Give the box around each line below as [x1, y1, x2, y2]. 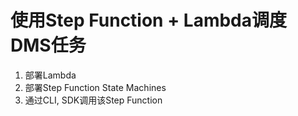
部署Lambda [24, 69, 77, 81]
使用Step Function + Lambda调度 [10, 9, 288, 32]
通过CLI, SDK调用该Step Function [24, 94, 163, 106]
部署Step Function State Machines [24, 81, 167, 93]
